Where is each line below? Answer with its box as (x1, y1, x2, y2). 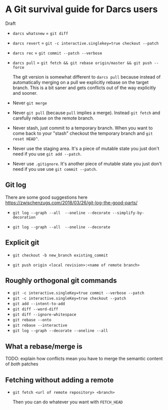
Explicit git (5, 238, 39, 247)
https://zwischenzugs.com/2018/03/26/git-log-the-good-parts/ (5, 199, 138, 206)
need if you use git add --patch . (12, 151, 82, 157)
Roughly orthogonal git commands (5, 276, 117, 285)
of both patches (5, 361, 39, 367)
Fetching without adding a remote (5, 376, 114, 384)
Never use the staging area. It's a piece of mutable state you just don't (12, 145, 159, 152)
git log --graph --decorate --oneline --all (12, 328, 108, 333)
